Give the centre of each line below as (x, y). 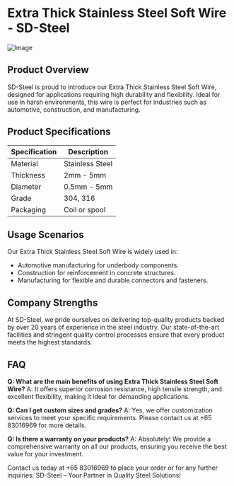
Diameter (26, 187)
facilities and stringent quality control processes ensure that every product (116, 335)
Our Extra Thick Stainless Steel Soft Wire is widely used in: (93, 252)
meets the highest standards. (50, 342)
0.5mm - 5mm (88, 187)
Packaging (29, 209)
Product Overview (48, 70)
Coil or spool (84, 209)
